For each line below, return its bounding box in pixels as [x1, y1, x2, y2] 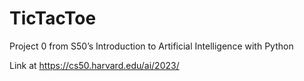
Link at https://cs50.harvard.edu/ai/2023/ [9, 59, 180, 71]
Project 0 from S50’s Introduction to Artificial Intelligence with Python [9, 40, 294, 52]
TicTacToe [9, 7, 97, 30]
